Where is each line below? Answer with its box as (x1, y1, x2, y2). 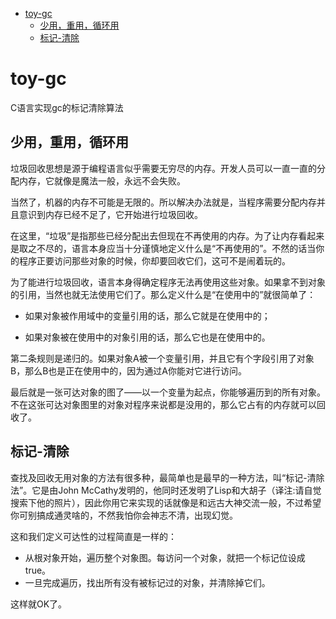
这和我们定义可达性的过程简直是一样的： (10, 530, 177, 542)
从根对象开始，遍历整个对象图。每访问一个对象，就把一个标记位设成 (24, 551, 306, 563)
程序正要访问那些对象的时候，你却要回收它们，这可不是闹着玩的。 (18, 254, 291, 267)
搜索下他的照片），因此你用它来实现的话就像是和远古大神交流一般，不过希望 (10, 496, 322, 508)
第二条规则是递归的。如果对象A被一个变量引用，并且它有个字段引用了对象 (10, 352, 315, 364)
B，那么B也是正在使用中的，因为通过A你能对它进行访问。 (10, 364, 247, 377)
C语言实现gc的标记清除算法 (10, 101, 124, 113)
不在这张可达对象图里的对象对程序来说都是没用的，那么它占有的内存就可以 (10, 398, 317, 410)
